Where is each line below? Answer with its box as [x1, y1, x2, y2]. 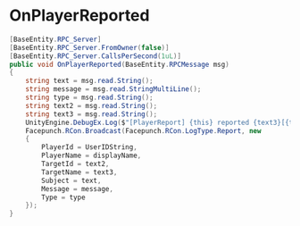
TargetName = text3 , [41, 167, 118, 177]
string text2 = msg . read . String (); [25, 101, 158, 110]
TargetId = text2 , [41, 160, 110, 169]
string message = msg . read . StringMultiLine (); [25, 85, 202, 94]
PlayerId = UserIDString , [41, 143, 138, 152]
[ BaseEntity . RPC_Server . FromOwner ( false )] [9, 43, 170, 52]
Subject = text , [41, 176, 102, 185]
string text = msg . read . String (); [25, 77, 154, 86]
